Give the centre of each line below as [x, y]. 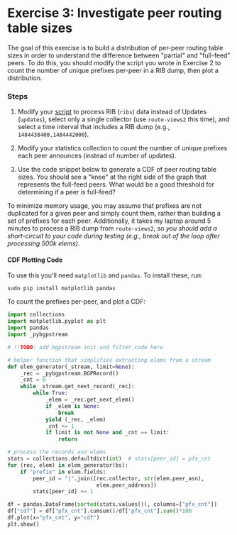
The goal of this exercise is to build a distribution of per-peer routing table [115, 48]
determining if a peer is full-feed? [66, 192]
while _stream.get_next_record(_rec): [77, 387]
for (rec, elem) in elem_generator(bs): [68, 465]
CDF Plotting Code [35, 260]
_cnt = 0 [33, 380]
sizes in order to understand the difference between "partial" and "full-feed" [119, 55]
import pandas [28, 328]
